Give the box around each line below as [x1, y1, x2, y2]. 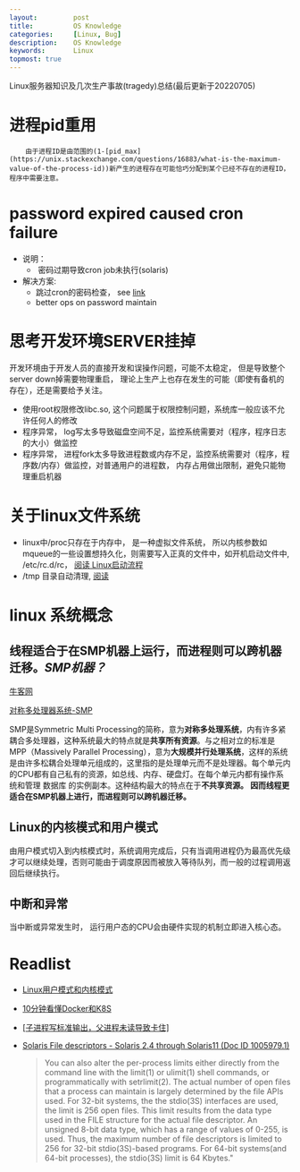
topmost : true [9, 55, 62, 64]
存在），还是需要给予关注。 [9, 384, 107, 395]
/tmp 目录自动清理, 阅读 [21, 570, 110, 581]
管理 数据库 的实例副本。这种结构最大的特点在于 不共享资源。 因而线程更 [24, 780, 290, 791]
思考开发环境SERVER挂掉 [9, 331, 196, 352]
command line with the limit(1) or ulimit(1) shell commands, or [44, 1067, 270, 1078]
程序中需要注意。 [9, 174, 63, 183]
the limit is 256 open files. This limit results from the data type [44, 1105, 272, 1116]
